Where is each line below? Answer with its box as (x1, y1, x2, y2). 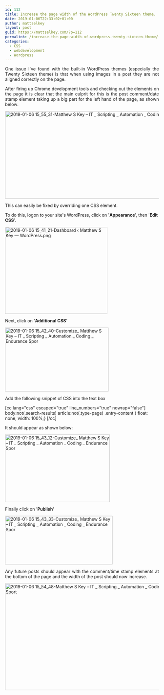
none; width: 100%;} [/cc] (5, 415, 57, 421)
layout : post (5, 25, 32, 30)
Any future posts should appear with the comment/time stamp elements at (5, 568, 159, 575)
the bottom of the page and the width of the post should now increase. (5, 574, 147, 580)
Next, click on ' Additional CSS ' (5, 318, 67, 324)
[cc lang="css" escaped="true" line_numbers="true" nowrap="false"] (5, 405, 146, 411)
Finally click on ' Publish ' (5, 506, 55, 512)
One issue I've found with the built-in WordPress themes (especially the (5, 66, 159, 72)
